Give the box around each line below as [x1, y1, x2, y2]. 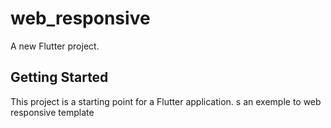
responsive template [10, 106, 95, 118]
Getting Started [10, 69, 109, 86]
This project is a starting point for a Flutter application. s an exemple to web [10, 95, 322, 107]
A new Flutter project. [10, 40, 100, 52]
